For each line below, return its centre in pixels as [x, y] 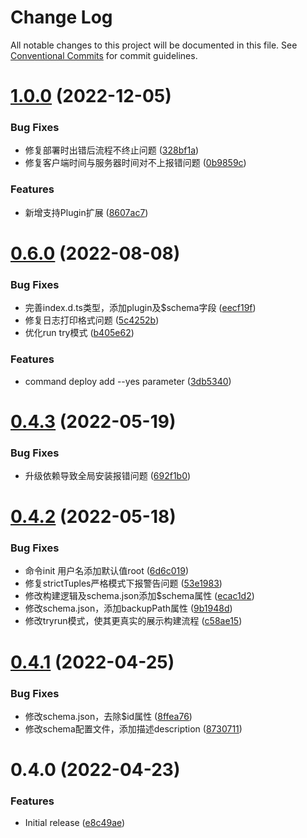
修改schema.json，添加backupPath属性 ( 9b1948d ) [128, 608]
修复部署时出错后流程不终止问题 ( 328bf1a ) [112, 150]
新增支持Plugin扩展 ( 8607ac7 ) [86, 212]
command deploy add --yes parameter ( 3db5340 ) [128, 381]
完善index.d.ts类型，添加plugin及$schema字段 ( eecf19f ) [140, 308]
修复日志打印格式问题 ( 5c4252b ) [92, 320]
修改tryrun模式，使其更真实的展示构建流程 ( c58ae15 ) [133, 621]
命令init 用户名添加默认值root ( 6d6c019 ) [107, 571]
